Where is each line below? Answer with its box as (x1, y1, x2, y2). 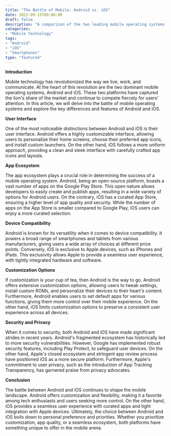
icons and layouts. (5, 152, 44, 159)
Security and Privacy (5, 319, 51, 325)
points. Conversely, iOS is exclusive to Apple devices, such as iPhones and (5, 246, 162, 252)
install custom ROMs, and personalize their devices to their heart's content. (5, 288, 163, 294)
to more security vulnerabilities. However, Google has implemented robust (5, 340, 161, 346)
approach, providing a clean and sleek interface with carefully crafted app (5, 147, 160, 153)
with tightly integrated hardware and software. (5, 257, 103, 263)
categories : (5, 27, 31, 32)
